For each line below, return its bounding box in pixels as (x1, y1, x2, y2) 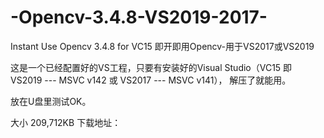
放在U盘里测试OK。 (10, 95, 92, 107)
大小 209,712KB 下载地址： (10, 116, 122, 128)
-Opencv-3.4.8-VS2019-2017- (10, 6, 268, 29)
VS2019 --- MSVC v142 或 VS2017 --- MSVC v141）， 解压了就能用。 (10, 74, 292, 86)
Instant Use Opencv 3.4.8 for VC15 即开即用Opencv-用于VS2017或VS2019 (10, 40, 315, 52)
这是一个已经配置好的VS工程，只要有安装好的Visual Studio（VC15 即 (10, 61, 293, 73)
